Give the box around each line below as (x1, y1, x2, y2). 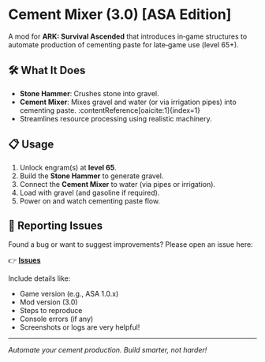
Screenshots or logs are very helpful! (19, 323, 140, 332)
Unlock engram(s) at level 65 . (19, 162, 117, 172)
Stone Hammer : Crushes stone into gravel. (19, 88, 159, 98)
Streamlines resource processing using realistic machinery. (19, 114, 213, 123)
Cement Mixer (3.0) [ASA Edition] (8, 6, 232, 24)
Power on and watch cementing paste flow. (19, 196, 160, 206)
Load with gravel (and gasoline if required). (19, 188, 160, 197)
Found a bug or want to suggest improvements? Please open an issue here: (8, 240, 254, 249)
